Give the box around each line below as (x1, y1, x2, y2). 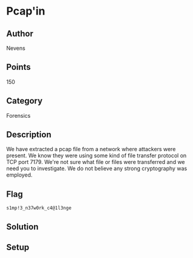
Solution (6, 222, 39, 232)
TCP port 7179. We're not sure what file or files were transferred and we (6, 158, 186, 166)
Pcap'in (6, 4, 45, 18)
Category (6, 96, 43, 106)
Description (6, 129, 51, 140)
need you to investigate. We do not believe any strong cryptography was (6, 165, 188, 172)
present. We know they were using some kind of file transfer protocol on (6, 152, 187, 159)
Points (6, 62, 31, 72)
